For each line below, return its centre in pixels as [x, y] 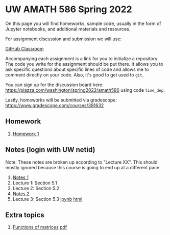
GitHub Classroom [25, 48]
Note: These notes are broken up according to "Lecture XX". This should [81, 162]
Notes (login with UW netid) [50, 150]
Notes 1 [21, 177]
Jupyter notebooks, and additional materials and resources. [68, 29]
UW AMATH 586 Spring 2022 [69, 9]
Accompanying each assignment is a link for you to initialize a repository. [82, 58]
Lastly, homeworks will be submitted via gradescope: [61, 100]
